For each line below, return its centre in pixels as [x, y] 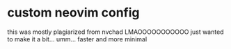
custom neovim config [73, 13]
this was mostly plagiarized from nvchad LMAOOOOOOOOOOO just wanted [115, 32]
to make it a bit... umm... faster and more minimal [77, 39]
